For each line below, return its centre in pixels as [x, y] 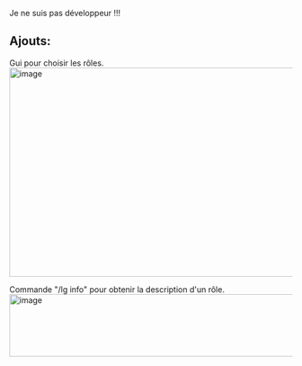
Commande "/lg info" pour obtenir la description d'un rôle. [117, 289]
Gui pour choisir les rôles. [57, 63]
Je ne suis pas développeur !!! [65, 13]
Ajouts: [30, 41]
